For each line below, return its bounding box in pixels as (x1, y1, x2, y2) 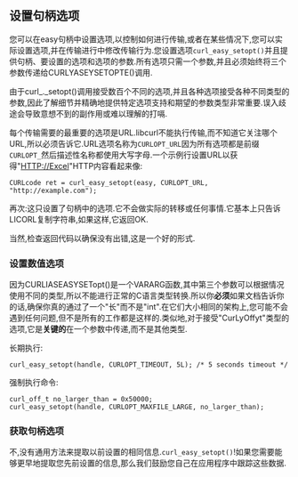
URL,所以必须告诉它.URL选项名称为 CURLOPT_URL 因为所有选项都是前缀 (9, 138, 260, 149)
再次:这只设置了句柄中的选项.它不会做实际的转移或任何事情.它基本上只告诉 (9, 203, 282, 214)
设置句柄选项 (9, 8, 80, 24)
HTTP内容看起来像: (72, 160, 143, 171)
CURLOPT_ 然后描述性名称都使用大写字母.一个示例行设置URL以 (9, 150, 230, 160)
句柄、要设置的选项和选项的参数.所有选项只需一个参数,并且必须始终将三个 (16, 56, 287, 67)
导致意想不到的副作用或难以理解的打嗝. (24, 108, 168, 118)
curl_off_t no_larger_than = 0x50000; (9, 395, 153, 404)
